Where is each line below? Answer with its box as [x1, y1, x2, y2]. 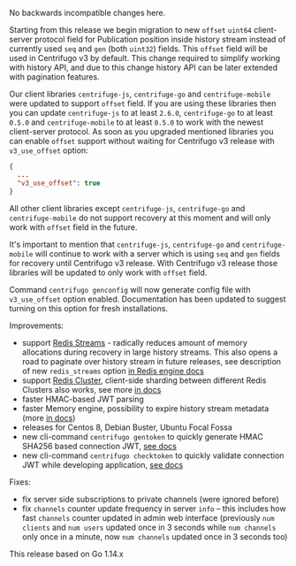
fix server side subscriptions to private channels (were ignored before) [21, 493, 280, 504]
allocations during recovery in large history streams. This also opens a [21, 347, 278, 357]
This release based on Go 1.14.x [9, 548, 124, 559]
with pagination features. [9, 72, 100, 82]
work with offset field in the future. [9, 221, 138, 233]
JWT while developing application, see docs [21, 459, 184, 470]
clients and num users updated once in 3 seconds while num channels [21, 522, 277, 532]
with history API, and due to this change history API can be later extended [9, 62, 278, 73]
